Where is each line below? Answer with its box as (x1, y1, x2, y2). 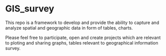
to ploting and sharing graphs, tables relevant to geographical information (5, 39, 158, 45)
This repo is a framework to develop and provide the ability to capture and (5, 19, 159, 25)
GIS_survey (5, 3, 54, 14)
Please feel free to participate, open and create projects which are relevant (5, 34, 161, 40)
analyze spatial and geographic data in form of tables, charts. (5, 24, 133, 30)
